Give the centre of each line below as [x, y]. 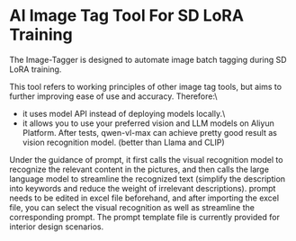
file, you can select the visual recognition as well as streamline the [132, 207]
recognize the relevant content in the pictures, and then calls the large [139, 169]
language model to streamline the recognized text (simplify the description [148, 179]
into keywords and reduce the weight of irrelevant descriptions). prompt [143, 188]
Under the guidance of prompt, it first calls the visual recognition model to [146, 159]
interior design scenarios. [57, 227]
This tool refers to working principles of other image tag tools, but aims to [145, 86]
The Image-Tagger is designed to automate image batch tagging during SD [148, 59]
